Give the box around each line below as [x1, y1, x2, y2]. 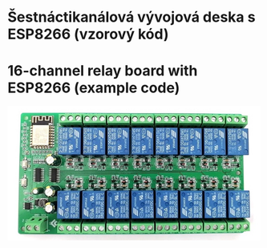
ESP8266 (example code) [7, 79, 180, 97]
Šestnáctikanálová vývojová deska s [7, 8, 256, 26]
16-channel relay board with [7, 62, 198, 80]
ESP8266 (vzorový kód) [7, 25, 169, 43]
